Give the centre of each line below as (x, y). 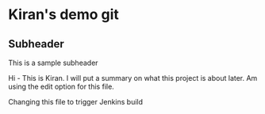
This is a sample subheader (53, 63)
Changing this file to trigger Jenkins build (76, 102)
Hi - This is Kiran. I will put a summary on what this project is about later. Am (133, 78)
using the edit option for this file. (61, 86)
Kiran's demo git (63, 15)
